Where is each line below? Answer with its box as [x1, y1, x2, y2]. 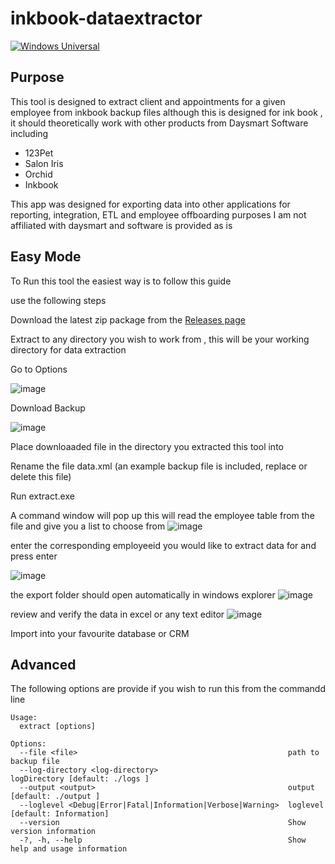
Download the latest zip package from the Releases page [10, 313, 246, 326]
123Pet [24, 147, 54, 159]
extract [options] [19, 722, 97, 732]
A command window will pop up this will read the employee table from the [10, 509, 315, 521]
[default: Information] [10, 809, 110, 819]
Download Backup [10, 402, 86, 414]
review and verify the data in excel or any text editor [10, 608, 225, 620]
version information [10, 827, 97, 837]
